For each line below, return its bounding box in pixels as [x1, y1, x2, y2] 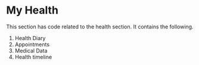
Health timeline [14, 53, 52, 60]
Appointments [14, 41, 49, 48]
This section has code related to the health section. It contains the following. [6, 23, 194, 30]
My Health [6, 4, 58, 17]
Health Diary [14, 34, 46, 41]
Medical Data [14, 47, 48, 54]
